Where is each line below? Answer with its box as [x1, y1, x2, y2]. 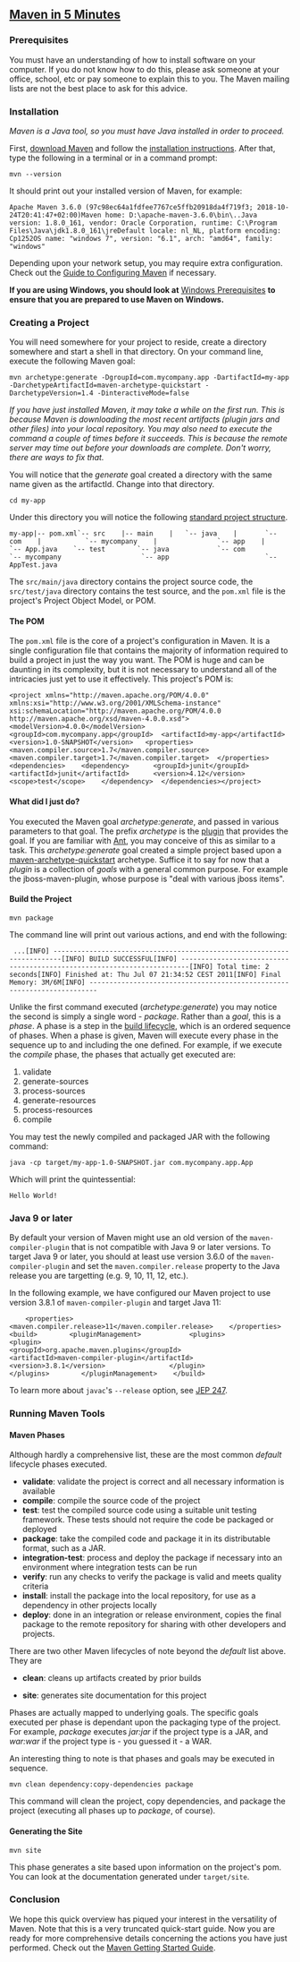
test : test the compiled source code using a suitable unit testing [21, 1504, 257, 1516]
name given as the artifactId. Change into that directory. [9, 479, 215, 490]
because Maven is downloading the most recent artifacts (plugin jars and [9, 414, 280, 424]
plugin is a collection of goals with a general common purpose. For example [9, 863, 288, 874]
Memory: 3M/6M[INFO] [9, 978, 87, 987]
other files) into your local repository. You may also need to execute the [9, 424, 272, 434]
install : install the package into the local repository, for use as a [21, 1590, 256, 1601]
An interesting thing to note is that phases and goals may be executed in [9, 1753, 275, 1764]
